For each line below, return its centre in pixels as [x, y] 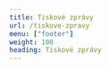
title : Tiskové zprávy [51, 17]
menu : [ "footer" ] [42, 34]
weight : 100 [31, 42]
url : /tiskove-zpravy [50, 26]
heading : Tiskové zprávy [55, 50]
